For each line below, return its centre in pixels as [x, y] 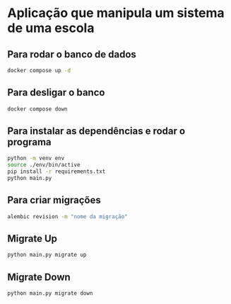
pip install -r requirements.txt [57, 171]
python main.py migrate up [47, 255]
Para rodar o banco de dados [72, 54]
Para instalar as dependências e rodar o [96, 131]
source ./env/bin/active [44, 165]
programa [29, 142]
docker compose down [38, 109]
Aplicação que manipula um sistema [116, 13]
